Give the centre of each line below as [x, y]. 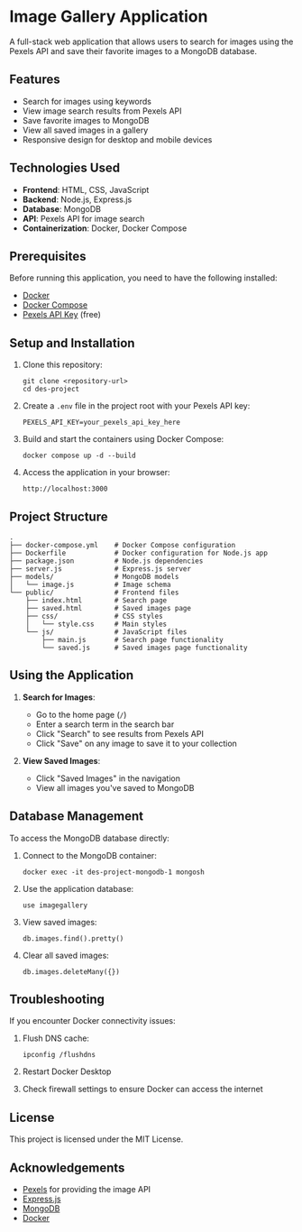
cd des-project [51, 390]
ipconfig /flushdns [59, 1055]
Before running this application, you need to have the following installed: [143, 278]
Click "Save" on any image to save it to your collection [136, 743]
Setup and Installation [72, 343]
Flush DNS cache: [56, 1038]
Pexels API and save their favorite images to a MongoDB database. [133, 51]
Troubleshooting [57, 1000]
